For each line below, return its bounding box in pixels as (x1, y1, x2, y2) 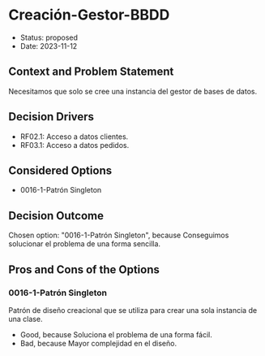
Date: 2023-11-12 (19, 41, 78, 50)
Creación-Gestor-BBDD (8, 6, 170, 24)
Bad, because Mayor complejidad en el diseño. (19, 338, 177, 348)
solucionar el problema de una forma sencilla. (8, 239, 160, 249)
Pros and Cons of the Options (8, 263, 160, 276)
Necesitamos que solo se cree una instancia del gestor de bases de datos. (8, 86, 258, 96)
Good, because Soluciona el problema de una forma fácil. (19, 329, 213, 339)
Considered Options (8, 163, 112, 177)
